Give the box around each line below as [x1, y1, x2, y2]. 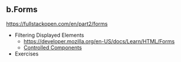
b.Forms [6, 5, 38, 15]
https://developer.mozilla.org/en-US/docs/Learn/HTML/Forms [23, 37, 175, 44]
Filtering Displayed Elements [14, 32, 85, 39]
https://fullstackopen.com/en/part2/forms [6, 20, 108, 27]
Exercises [14, 50, 39, 57]
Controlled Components [23, 44, 82, 51]
